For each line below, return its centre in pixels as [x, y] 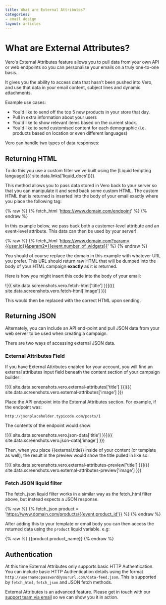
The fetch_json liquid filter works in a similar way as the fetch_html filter [79, 494]
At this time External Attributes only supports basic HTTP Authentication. [79, 566]
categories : [17, 14]
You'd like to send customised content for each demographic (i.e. [79, 128]
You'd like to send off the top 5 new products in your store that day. [81, 112]
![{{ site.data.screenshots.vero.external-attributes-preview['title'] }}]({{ [77, 465]
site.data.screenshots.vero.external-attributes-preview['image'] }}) [73, 470]
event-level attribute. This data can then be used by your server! [71, 231]
